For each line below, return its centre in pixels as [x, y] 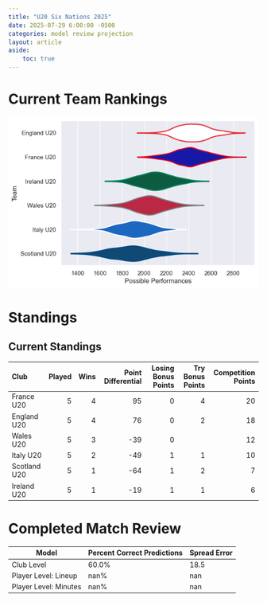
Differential [123, 381]
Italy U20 [27, 455]
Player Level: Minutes [46, 587]
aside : [19, 51]
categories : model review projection [71, 33]
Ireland [23, 486]
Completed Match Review [95, 529]
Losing [163, 368]
